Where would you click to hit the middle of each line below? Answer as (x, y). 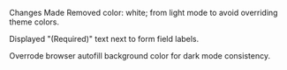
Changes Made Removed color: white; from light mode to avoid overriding (143, 13)
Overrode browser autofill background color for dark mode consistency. (140, 56)
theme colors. (34, 22)
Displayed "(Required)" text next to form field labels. (104, 39)
